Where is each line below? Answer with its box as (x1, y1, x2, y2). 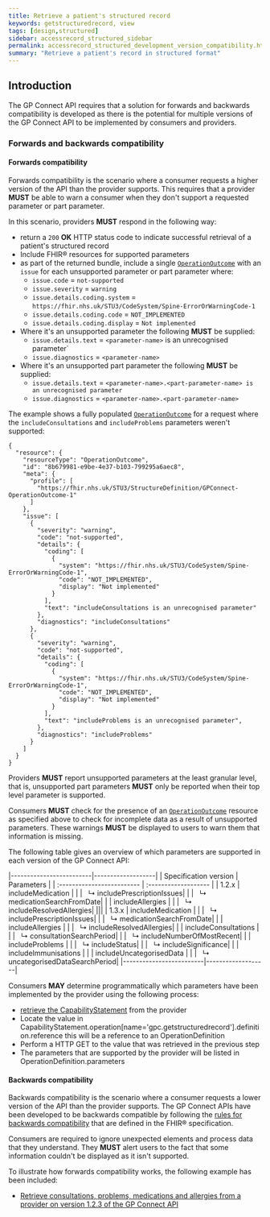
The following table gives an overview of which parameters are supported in (8, 847, 261, 856)
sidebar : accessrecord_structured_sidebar (8, 34, 153, 43)
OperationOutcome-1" (8, 491, 78, 499)
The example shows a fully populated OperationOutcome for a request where (8, 408, 259, 419)
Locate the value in (19, 1013, 84, 1023)
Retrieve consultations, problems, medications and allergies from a (19, 1191, 241, 1201)
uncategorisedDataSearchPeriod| (8, 956, 119, 967)
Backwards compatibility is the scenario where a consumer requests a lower (8, 1093, 261, 1103)
